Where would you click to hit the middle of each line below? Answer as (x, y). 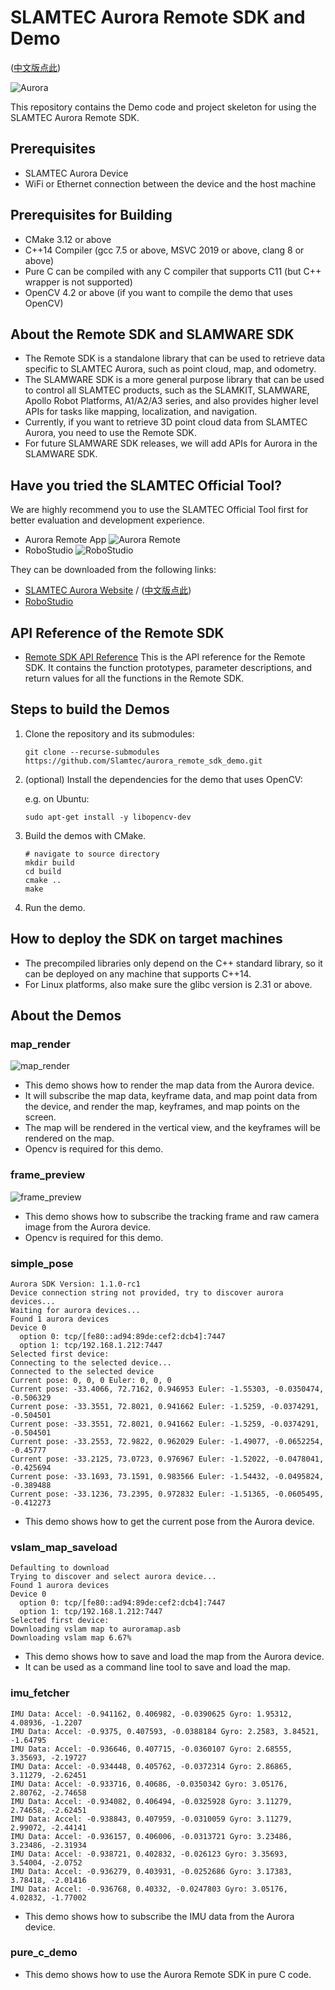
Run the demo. (55, 907)
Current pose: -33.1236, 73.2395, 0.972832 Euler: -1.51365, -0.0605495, (167, 1494)
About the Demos (66, 1016)
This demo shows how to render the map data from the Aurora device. (169, 1085)
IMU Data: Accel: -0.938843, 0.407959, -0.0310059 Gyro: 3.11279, (151, 1819)
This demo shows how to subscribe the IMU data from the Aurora (159, 1916)
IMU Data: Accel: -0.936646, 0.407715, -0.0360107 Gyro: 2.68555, (151, 1749)
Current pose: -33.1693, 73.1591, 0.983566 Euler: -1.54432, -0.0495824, (167, 1476)
